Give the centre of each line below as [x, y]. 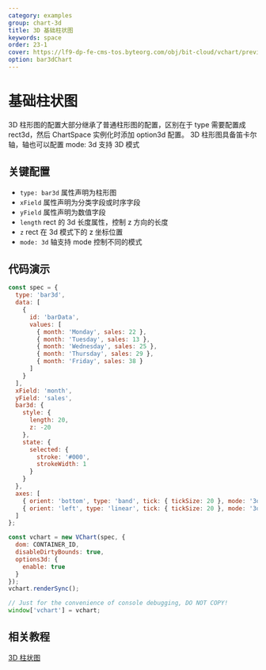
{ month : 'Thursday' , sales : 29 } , [95, 354]
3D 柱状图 [25, 657]
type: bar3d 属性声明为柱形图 [68, 192]
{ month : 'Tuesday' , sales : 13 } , [93, 339]
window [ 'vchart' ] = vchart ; [55, 611]
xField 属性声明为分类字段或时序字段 [80, 202]
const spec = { [33, 288]
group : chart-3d [35, 23]
